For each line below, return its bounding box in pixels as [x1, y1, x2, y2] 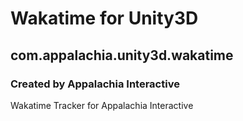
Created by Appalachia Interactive [10, 77, 180, 91]
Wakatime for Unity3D [10, 7, 199, 30]
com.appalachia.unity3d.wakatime [10, 47, 234, 64]
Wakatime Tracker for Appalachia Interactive [10, 99, 194, 111]
